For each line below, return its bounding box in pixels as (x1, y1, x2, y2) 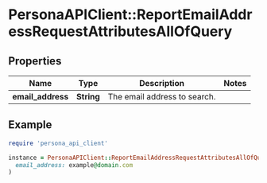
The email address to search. (107, 91, 216, 102)
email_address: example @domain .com (15, 161, 133, 169)
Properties (8, 54, 62, 68)
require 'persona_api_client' (8, 139, 109, 147)
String (76, 91, 101, 102)
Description (138, 78, 185, 88)
